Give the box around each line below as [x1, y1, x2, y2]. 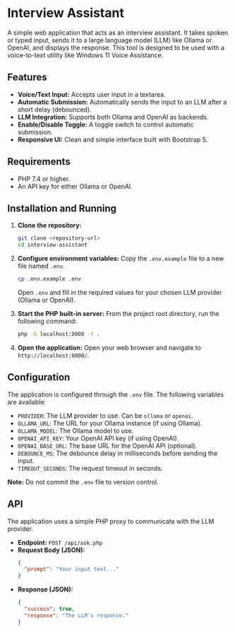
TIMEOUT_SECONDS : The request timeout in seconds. [17, 464, 164, 472]
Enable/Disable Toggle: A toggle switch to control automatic [17, 120, 194, 129]
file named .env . [17, 262, 65, 270]
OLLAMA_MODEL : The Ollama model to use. [17, 426, 134, 435]
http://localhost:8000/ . [17, 351, 90, 359]
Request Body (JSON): [17, 546, 85, 554]
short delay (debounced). [17, 105, 92, 114]
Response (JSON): [17, 585, 73, 594]
